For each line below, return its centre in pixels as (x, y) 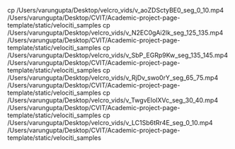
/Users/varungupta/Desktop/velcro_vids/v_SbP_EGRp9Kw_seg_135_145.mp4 (118, 55)
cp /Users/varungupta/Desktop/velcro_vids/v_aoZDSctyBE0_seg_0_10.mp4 (116, 10)
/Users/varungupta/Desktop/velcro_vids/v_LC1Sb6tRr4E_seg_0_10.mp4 (110, 123)
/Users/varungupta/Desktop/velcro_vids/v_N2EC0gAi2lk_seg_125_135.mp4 (115, 32)
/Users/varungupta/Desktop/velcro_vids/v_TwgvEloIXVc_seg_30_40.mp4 (113, 100)
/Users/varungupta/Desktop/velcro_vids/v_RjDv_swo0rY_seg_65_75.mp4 (113, 78)
